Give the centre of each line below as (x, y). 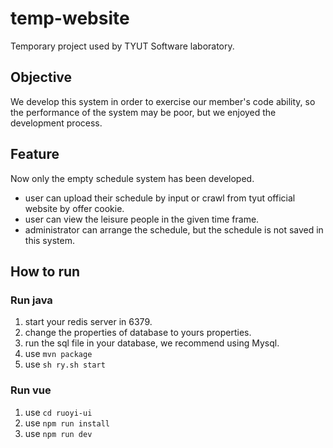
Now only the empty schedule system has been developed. (132, 178)
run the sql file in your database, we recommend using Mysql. (152, 343)
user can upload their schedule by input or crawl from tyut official (160, 198)
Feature (35, 154)
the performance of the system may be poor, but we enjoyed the (143, 112)
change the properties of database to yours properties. (138, 333)
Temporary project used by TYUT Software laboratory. (122, 46)
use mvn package (58, 354)
